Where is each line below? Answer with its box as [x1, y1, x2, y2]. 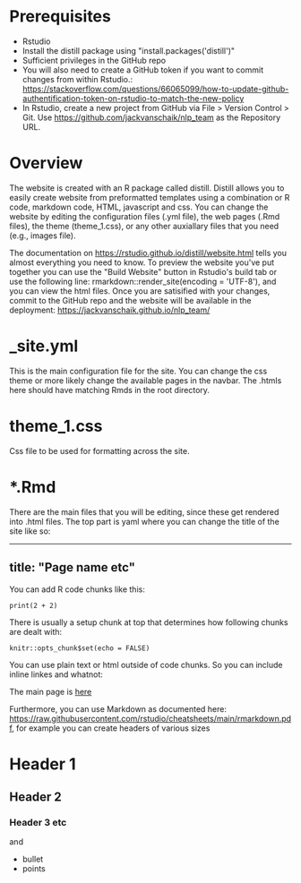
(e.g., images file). [9, 230, 76, 241]
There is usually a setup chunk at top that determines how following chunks [9, 616, 288, 628]
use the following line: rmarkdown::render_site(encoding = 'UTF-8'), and [9, 276, 277, 287]
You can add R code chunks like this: [9, 584, 145, 595]
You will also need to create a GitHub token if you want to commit [21, 64, 264, 75]
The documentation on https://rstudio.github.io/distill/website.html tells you [9, 247, 287, 258]
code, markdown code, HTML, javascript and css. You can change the [9, 201, 269, 212]
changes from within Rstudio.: [21, 73, 133, 84]
